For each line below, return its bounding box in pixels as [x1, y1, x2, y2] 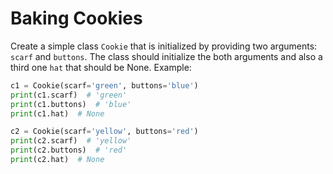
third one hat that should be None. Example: [10, 61, 192, 73]
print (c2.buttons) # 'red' [10, 145, 128, 156]
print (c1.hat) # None [10, 108, 105, 119]
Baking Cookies [10, 7, 143, 30]
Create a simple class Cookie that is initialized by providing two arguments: [10, 40, 318, 52]
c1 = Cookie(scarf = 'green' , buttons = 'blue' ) [10, 80, 199, 91]
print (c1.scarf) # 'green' [10, 90, 128, 100]
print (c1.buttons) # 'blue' [10, 99, 132, 109]
